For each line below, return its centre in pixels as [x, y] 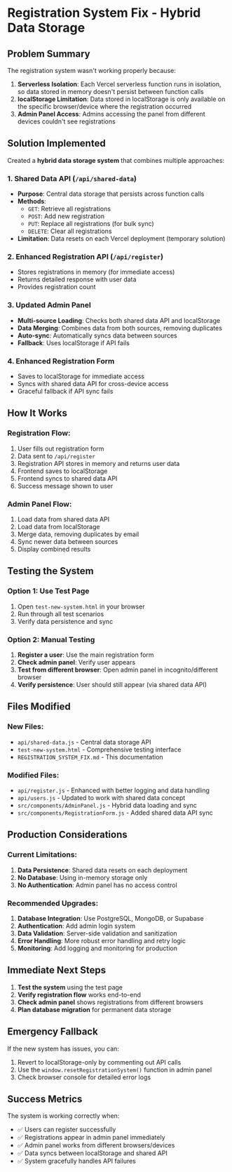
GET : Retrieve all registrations [69, 209]
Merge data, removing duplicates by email [78, 534]
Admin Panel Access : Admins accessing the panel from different [111, 114]
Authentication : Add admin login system [76, 926]
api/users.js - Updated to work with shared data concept [101, 797]
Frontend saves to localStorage [62, 471]
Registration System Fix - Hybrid [104, 13]
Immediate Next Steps [57, 970]
